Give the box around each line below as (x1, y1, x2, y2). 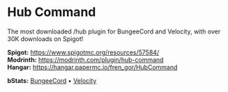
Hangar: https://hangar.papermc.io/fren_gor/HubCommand (7, 63, 178, 71)
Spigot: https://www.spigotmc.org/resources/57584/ (7, 48, 160, 56)
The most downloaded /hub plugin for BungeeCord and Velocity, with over (7, 27, 221, 36)
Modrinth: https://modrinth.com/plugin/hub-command (7, 55, 164, 63)
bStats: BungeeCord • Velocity (7, 76, 97, 84)
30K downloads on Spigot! (7, 34, 84, 43)
